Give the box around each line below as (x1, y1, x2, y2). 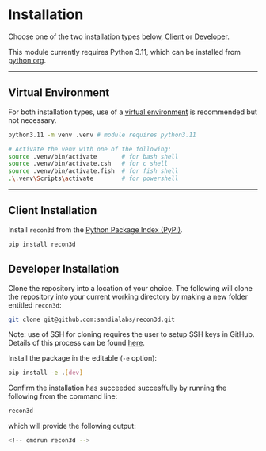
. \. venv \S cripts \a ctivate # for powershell (8, 174, 179, 183)
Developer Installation (8, 262, 120, 276)
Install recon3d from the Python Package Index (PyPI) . (8, 224, 183, 235)
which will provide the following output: (8, 422, 136, 431)
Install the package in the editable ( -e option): (8, 354, 157, 363)
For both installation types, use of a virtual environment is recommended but (8, 107, 257, 117)
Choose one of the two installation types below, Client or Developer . (8, 32, 230, 41)
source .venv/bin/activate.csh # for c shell (8, 160, 169, 168)
